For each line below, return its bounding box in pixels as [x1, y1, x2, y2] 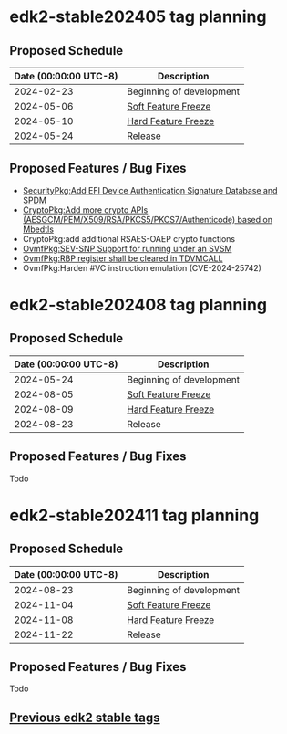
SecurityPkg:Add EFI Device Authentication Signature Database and [22, 184, 278, 195]
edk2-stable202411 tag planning [9, 505, 260, 526]
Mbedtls [22, 224, 55, 235]
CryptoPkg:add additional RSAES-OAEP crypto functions [22, 233, 236, 244]
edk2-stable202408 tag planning [9, 295, 267, 315]
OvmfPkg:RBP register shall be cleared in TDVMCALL [22, 253, 223, 264]
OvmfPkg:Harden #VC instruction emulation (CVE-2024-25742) [22, 262, 262, 273]
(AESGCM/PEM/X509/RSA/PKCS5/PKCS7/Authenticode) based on [22, 214, 273, 225]
